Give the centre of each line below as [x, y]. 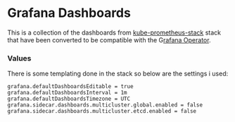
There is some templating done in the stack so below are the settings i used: [118, 74]
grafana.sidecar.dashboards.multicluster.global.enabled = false [105, 105]
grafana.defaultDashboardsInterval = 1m [68, 93]
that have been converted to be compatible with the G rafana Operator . [109, 39]
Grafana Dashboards [69, 13]
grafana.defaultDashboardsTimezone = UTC [69, 99]
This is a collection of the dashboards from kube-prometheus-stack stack [114, 32]
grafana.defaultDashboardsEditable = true [70, 87]
